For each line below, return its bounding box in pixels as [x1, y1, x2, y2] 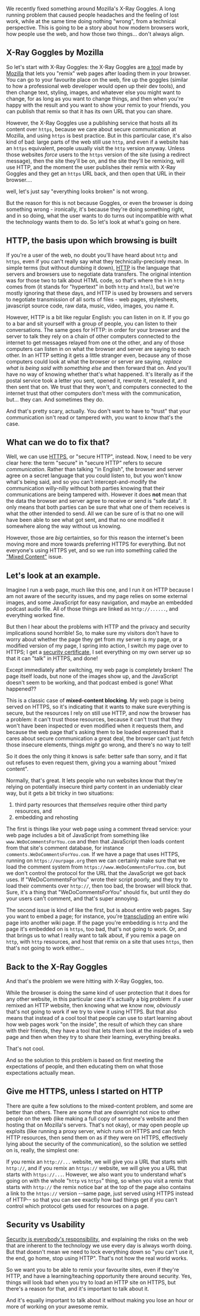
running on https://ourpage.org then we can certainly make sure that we [6, 857, 186, 864]
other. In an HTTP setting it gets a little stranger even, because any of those [6, 351, 192, 359]
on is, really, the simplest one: [6, 1146, 79, 1153]
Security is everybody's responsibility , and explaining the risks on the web [6, 1236, 189, 1243]
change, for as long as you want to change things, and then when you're [6, 95, 184, 102]
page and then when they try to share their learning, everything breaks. [6, 1034, 182, 1041]
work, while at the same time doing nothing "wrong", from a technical [6, 18, 176, 24]
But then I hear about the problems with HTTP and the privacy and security [6, 623, 190, 630]
